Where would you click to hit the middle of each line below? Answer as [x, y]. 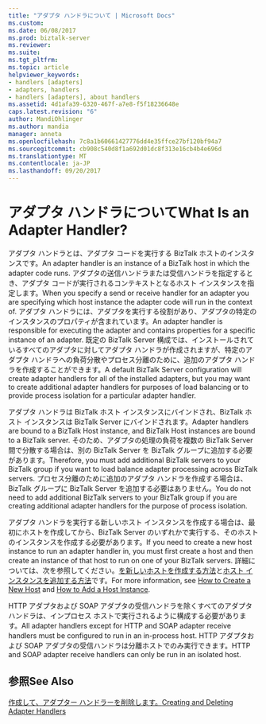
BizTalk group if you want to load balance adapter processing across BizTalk [133, 469]
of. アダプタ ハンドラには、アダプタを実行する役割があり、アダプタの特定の [133, 311]
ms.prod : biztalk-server [49, 38]
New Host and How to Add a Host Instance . [79, 589]
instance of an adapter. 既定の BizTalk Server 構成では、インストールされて [131, 340]
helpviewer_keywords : [44, 75]
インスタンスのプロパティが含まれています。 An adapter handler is [116, 321]
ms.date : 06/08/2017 [42, 30]
